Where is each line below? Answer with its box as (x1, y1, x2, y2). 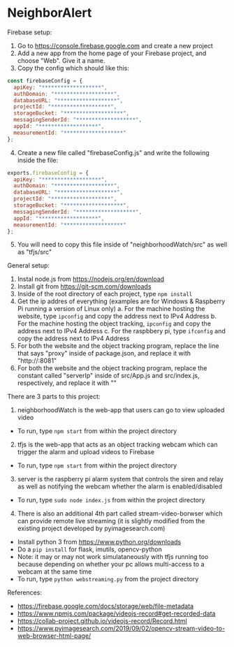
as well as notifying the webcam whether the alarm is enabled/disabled (17, 482, 222, 490)
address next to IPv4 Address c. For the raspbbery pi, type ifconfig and (17, 327, 226, 335)
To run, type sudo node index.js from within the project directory (17, 496, 205, 504)
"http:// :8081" (17, 356, 57, 365)
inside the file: (17, 156, 59, 164)
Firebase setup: (7, 28, 52, 36)
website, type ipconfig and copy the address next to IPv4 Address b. (17, 312, 217, 321)
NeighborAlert (7, 5, 92, 21)
